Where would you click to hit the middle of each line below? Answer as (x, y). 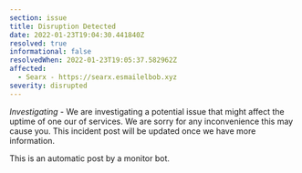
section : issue (38, 18)
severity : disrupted (49, 86)
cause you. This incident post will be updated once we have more (133, 131)
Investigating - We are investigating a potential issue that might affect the (147, 111)
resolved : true (38, 43)
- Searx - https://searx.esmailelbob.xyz (98, 77)
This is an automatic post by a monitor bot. (90, 158)
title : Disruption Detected (63, 26)
